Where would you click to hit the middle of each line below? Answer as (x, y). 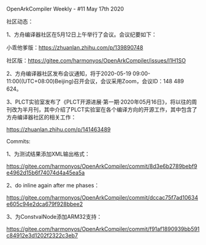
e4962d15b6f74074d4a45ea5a (46, 173)
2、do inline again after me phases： (53, 185)
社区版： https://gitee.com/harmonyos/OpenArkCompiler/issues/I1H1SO (96, 60)
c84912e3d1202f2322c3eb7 (42, 236)
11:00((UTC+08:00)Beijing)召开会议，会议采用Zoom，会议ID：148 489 (95, 81)
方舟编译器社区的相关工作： (41, 117)
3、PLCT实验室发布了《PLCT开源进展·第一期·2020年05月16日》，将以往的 (99, 102)
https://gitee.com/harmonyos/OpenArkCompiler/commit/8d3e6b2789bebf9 (102, 166)
